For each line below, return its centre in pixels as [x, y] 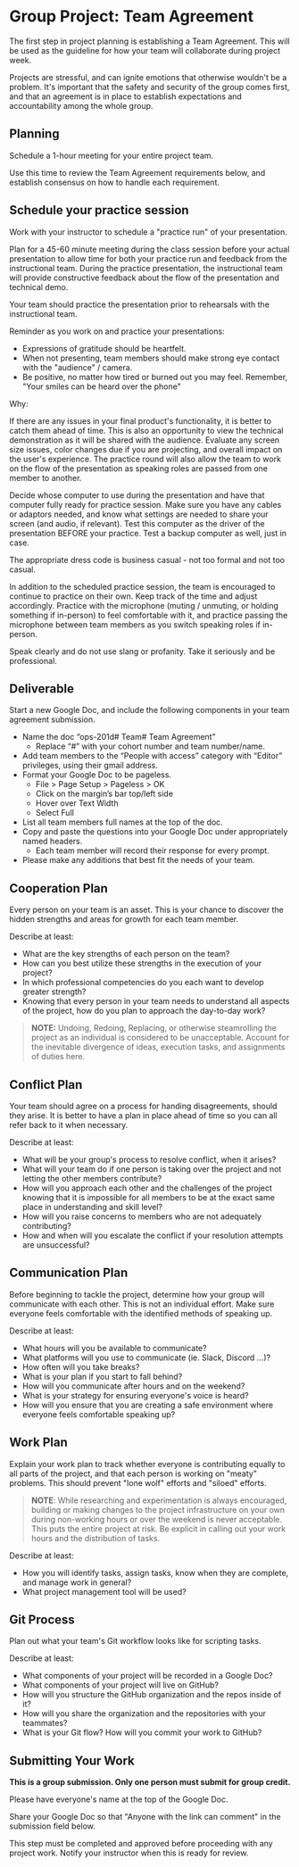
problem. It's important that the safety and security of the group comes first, [149, 87]
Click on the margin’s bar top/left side [104, 794]
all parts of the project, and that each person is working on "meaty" [133, 1473]
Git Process [42, 1620]
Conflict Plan [46, 1085]
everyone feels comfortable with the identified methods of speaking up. [141, 1313]
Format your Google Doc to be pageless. [97, 775]
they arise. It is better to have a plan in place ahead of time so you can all [144, 1116]
